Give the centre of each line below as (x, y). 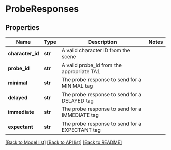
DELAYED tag (78, 101)
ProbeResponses (42, 9)
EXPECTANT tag (81, 130)
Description (103, 42)
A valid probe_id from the (92, 65)
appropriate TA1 (81, 71)
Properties (22, 28)
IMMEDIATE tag (80, 115)
